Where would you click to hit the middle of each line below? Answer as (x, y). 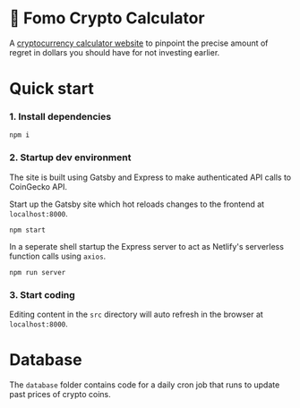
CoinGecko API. (38, 186)
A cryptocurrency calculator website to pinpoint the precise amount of (139, 43)
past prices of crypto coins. (60, 394)
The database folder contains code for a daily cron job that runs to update (145, 385)
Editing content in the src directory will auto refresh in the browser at (137, 314)
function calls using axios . (58, 256)
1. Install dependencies (60, 117)
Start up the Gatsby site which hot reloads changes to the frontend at (137, 204)
